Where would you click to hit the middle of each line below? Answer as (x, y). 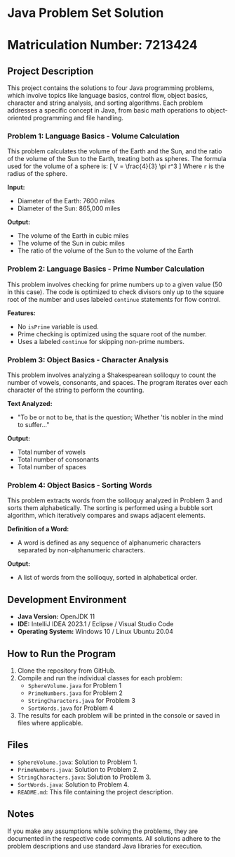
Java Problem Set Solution (86, 13)
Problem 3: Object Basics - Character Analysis (88, 360)
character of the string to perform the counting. (76, 390)
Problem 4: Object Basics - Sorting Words (80, 485)
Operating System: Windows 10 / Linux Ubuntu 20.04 (95, 632)
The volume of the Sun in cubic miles (71, 243)
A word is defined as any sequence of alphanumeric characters (109, 542)
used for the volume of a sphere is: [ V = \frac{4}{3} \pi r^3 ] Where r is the (116, 166)
